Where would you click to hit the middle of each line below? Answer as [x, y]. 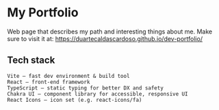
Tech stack [31, 60]
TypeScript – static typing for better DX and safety [86, 88]
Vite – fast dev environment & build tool [68, 76]
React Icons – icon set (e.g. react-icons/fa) [75, 100]
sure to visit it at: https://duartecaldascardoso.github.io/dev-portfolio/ [105, 38]
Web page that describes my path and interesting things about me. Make [110, 31]
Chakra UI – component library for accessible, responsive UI [98, 94]
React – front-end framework [49, 82]
